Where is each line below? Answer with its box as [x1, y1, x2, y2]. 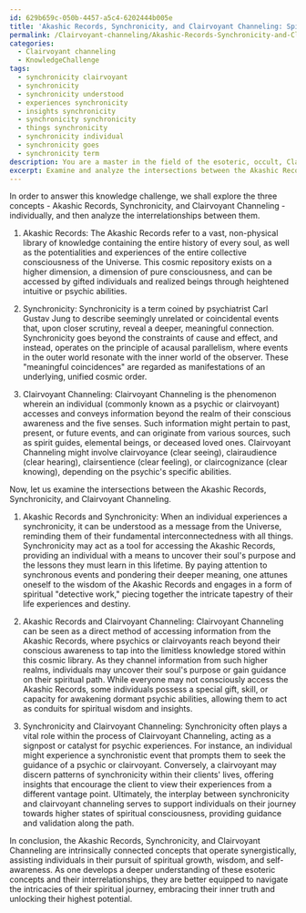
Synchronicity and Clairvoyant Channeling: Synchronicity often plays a [22, 721, 288, 732]
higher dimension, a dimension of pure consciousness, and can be [22, 266, 273, 278]
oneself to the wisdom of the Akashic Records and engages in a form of [22, 580, 293, 590]
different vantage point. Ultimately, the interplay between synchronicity [22, 789, 290, 800]
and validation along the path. [22, 817, 135, 829]
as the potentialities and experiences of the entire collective [22, 247, 248, 258]
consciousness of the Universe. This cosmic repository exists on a [22, 257, 272, 268]
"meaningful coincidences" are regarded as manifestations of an [22, 362, 266, 373]
